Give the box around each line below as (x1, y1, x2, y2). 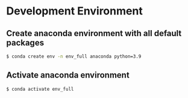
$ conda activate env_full (6, 86, 74, 92)
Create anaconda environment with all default (6, 28, 182, 38)
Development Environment (6, 4, 143, 18)
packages (6, 37, 44, 47)
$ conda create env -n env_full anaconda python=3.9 (6, 54, 142, 60)
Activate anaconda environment (6, 70, 130, 81)
